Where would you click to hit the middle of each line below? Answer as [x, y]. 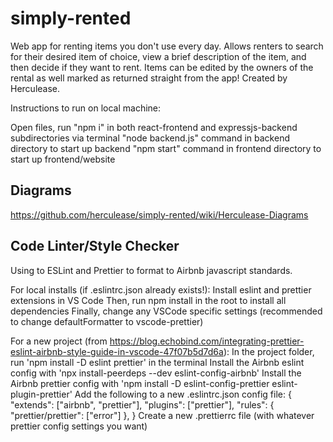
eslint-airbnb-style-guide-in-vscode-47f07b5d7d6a [117, 351]
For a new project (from [59, 341]
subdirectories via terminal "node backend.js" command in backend [150, 138]
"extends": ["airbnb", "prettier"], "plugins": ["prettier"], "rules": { [142, 404]
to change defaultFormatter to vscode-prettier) [107, 321]
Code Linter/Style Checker [95, 246]
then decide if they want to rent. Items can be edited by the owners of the [162, 67]
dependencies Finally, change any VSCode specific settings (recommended [166, 311]
